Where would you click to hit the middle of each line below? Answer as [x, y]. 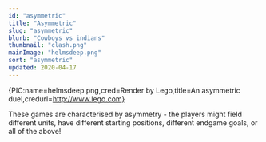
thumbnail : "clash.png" [48, 45]
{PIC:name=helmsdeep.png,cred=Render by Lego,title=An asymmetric [125, 90]
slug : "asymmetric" [41, 30]
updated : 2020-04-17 [43, 68]
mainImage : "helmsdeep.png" [55, 53]
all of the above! [35, 131]
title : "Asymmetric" [43, 23]
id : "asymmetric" [37, 16]
